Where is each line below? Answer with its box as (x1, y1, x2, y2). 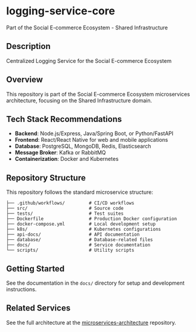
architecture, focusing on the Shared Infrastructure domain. (6, 97, 153, 104)
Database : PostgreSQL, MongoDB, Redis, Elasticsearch (14, 142, 151, 150)
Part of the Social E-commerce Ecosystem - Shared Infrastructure (6, 24, 168, 31)
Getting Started (6, 263, 65, 273)
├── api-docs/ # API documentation (6, 232, 140, 237)
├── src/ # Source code (6, 205, 124, 212)
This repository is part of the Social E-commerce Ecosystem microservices (6, 90, 191, 98)
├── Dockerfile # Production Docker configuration (6, 216, 178, 222)
